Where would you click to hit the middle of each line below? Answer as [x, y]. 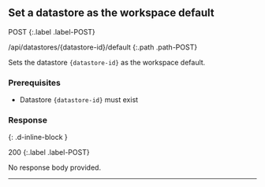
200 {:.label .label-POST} [49, 152]
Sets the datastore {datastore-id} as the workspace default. [107, 62]
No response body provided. [54, 167]
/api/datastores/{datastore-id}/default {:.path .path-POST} [103, 47]
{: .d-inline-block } [38, 137]
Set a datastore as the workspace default [111, 13]
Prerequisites [34, 82]
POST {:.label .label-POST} [52, 31]
